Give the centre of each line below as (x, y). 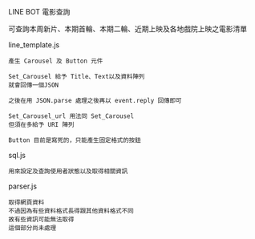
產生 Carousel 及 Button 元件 (56, 61)
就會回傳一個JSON (33, 85)
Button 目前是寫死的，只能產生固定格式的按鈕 (75, 140)
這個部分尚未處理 (32, 228)
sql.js (17, 155)
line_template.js (34, 45)
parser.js (23, 186)
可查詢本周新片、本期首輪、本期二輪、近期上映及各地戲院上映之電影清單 (127, 29)
